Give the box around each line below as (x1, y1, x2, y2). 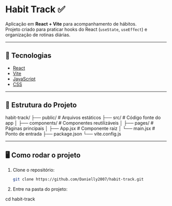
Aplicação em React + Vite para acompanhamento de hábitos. (5, 20, 137, 27)
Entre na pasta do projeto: (12, 186, 68, 192)
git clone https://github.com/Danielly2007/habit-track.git (12, 177, 144, 182)
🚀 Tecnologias (5, 51, 52, 60)
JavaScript (12, 76, 36, 82)
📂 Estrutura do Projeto (5, 101, 77, 109)
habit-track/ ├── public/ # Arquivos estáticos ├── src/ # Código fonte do (5, 114, 161, 121)
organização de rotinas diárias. (5, 32, 71, 38)
